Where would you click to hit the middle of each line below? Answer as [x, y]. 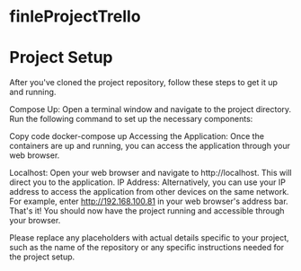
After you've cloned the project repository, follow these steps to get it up [144, 83]
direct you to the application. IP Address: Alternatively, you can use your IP [147, 182]
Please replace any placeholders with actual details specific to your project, [149, 238]
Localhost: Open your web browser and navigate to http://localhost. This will [150, 173]
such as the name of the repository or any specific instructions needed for [147, 248]
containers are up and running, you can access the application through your [150, 146]
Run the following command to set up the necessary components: [131, 119]
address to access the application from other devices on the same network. [149, 192]
